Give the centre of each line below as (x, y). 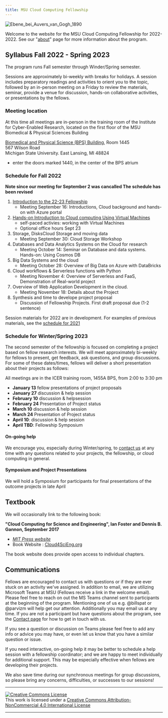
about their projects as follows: (37, 369)
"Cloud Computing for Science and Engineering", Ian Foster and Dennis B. (83, 524)
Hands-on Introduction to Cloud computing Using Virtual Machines (81, 218)
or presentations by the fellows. (38, 98)
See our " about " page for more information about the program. (83, 39)
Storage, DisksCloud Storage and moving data (60, 234)
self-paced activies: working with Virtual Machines (72, 223)
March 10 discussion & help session (49, 409)
